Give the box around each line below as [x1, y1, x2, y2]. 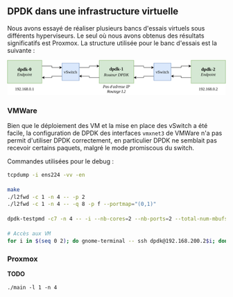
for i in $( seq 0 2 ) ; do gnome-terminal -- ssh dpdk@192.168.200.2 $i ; [7, 237, 216, 244]
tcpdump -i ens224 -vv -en [7, 171, 85, 178]
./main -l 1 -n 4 [7, 284, 58, 291]
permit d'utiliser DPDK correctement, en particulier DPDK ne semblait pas [7, 136, 217, 145]
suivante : [7, 46, 35, 54]
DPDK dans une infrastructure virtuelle [7, 6, 179, 17]
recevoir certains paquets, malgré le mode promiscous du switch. [7, 143, 195, 152]
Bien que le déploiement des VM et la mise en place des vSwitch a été [7, 121, 208, 129]
